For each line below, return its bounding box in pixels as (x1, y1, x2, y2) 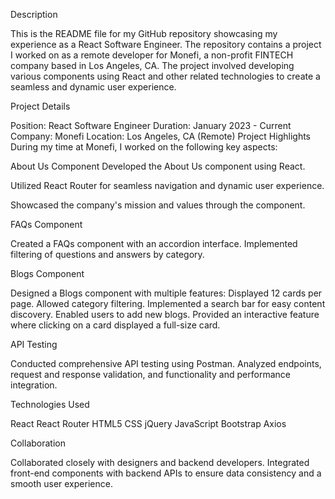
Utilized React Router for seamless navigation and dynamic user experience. (10, 180, 325, 191)
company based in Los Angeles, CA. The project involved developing (10, 60, 295, 71)
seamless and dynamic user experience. (10, 81, 177, 93)
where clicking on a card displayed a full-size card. (10, 319, 221, 331)
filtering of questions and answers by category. (10, 249, 205, 260)
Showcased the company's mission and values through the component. (10, 199, 306, 211)
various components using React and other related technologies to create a (10, 70, 321, 82)
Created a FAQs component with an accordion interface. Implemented (10, 238, 298, 249)
